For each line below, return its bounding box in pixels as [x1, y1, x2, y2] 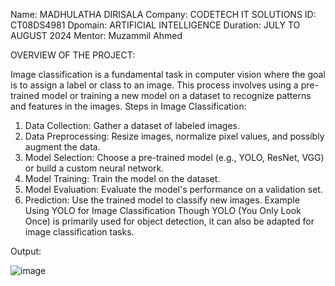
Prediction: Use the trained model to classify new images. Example [24, 194, 300, 206]
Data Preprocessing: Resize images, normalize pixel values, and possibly [24, 130, 325, 142]
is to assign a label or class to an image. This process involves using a [10, 79, 299, 91]
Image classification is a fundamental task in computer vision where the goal [10, 69, 326, 80]
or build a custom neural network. [24, 162, 165, 174]
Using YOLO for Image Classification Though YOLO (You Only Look [24, 205, 302, 216]
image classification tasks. [24, 226, 135, 238]
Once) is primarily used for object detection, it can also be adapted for [24, 215, 315, 227]
